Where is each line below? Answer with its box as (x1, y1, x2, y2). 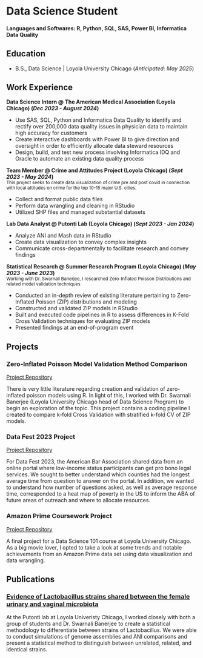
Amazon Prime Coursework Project (6, 512, 112, 520)
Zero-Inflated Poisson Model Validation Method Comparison (6, 359, 188, 368)
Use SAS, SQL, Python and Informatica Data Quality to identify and (15, 116, 182, 124)
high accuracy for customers (15, 129, 88, 137)
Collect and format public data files (15, 196, 103, 203)
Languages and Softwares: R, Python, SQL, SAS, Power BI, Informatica (6, 24, 187, 32)
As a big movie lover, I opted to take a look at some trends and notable (6, 543, 182, 551)
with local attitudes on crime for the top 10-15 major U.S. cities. (6, 185, 137, 191)
